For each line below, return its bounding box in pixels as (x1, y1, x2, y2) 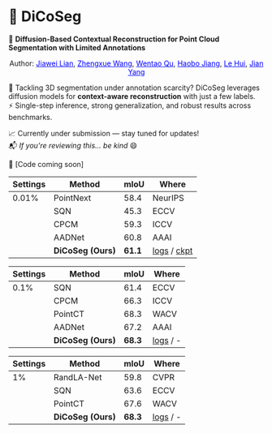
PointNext (53, 192, 92, 204)
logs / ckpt (152, 245, 193, 256)
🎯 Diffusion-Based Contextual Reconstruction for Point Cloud (8, 34, 220, 44)
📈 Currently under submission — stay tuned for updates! (8, 128, 200, 138)
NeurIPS (152, 192, 184, 204)
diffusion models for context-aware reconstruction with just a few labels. (8, 91, 256, 101)
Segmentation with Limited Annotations (8, 42, 146, 52)
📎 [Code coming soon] (8, 159, 84, 169)
